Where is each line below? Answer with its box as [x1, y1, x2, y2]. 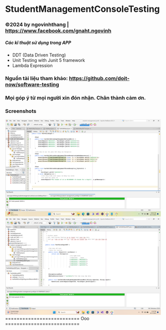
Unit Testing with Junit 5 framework [12, 57, 85, 63]
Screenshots [5, 107, 37, 114]
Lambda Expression [12, 63, 53, 69]
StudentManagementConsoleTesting [5, 3, 160, 15]
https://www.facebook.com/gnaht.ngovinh [5, 27, 112, 34]
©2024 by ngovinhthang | [5, 21, 69, 28]
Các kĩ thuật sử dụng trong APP [5, 40, 72, 46]
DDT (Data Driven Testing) [12, 52, 66, 58]
